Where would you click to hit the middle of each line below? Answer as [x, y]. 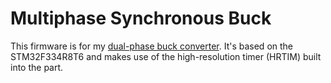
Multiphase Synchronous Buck [141, 18]
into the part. [37, 67]
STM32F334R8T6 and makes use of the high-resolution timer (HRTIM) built [166, 56]
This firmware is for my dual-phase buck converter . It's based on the [151, 46]
